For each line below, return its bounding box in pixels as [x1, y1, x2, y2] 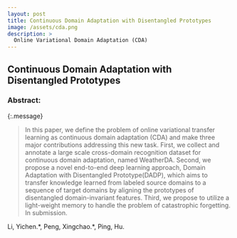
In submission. [24, 208, 68, 217]
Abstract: [7, 95, 41, 105]
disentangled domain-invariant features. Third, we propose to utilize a [24, 193, 230, 202]
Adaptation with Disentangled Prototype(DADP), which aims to [24, 171, 209, 179]
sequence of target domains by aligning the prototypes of [24, 185, 194, 194]
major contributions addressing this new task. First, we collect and [24, 140, 220, 149]
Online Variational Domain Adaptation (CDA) [14, 37, 148, 44]
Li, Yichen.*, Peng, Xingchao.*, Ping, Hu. [7, 222, 125, 231]
